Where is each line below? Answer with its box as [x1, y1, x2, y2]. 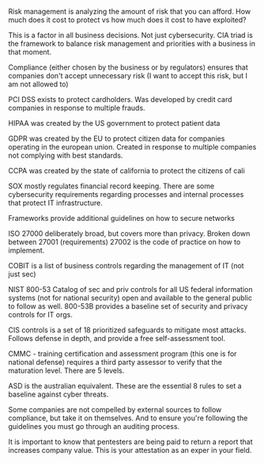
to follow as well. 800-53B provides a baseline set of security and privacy [8, 302, 248, 311]
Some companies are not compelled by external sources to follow [8, 405, 222, 414]
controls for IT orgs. [8, 310, 73, 319]
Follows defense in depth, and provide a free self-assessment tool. [8, 334, 226, 343]
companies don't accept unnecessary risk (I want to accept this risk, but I [8, 71, 247, 80]
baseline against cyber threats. [8, 389, 109, 399]
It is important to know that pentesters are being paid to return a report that [8, 437, 253, 446]
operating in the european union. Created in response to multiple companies [8, 142, 257, 151]
